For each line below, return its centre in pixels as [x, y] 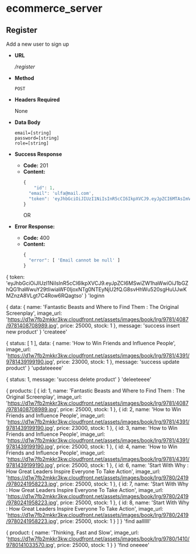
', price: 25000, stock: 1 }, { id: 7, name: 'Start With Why [122, 484]
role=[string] [32, 143]
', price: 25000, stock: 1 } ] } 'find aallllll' [104, 521]
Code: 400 [36, 238]
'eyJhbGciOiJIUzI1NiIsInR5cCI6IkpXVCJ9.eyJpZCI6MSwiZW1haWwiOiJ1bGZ [97, 283]
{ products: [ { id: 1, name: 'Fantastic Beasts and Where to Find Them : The [96, 390]
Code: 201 [36, 165]
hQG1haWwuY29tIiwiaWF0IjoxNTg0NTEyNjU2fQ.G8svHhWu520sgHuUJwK [97, 289]
